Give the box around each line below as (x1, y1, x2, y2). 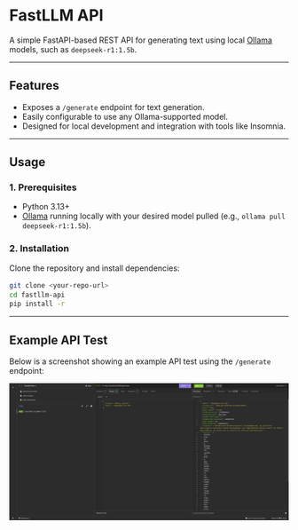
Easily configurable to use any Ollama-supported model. (21, 111, 229, 122)
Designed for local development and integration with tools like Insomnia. (21, 121, 286, 131)
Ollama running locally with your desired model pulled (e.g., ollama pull (21, 210, 286, 222)
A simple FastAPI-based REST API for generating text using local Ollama (9, 35, 273, 45)
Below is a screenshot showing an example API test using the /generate (9, 356, 271, 367)
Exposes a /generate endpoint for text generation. (21, 101, 206, 112)
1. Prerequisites (9, 181, 77, 194)
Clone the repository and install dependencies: (9, 263, 180, 273)
